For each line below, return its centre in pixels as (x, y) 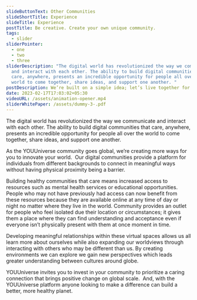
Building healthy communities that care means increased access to (87, 181)
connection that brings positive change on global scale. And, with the (90, 278)
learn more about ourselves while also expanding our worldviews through (95, 242)
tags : (13, 33)
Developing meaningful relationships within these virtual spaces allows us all (98, 236)
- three (21, 60)
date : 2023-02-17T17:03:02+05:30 (47, 93)
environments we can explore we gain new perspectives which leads (89, 254)
